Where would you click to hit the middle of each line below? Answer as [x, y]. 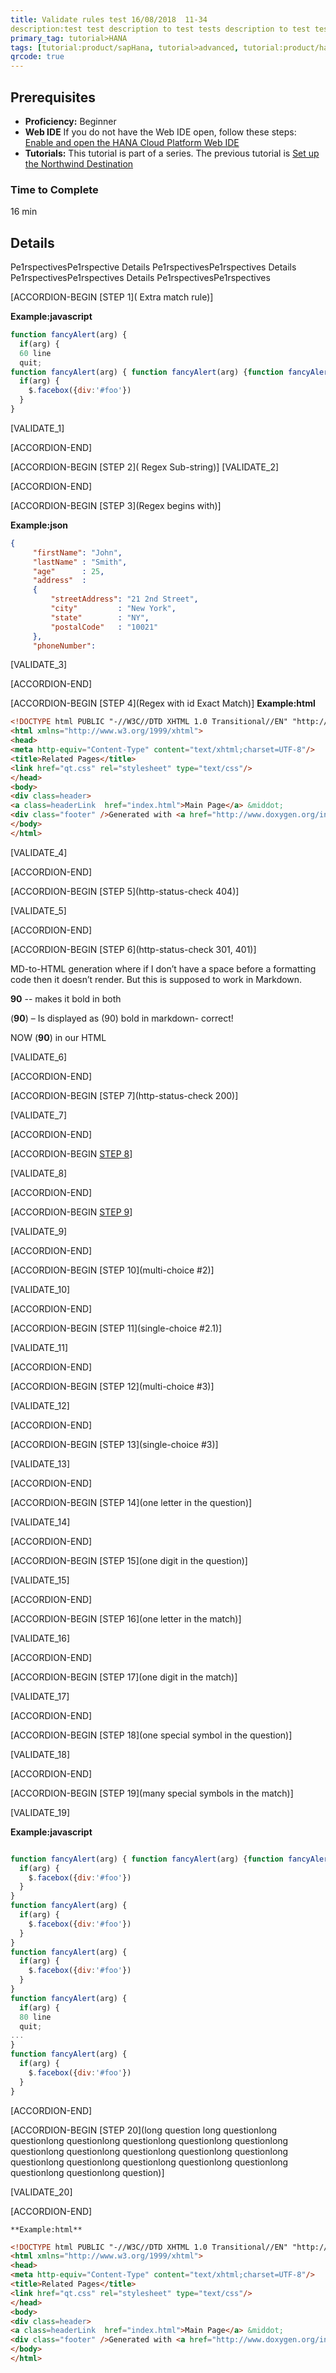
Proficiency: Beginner [70, 121]
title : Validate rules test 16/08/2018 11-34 [109, 19]
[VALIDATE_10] [40, 1289]
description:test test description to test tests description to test [160, 29]
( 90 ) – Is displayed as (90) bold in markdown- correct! [122, 1018]
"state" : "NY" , [100, 617]
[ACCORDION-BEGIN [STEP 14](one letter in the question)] [131, 1502]
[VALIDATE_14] [40, 1522]
